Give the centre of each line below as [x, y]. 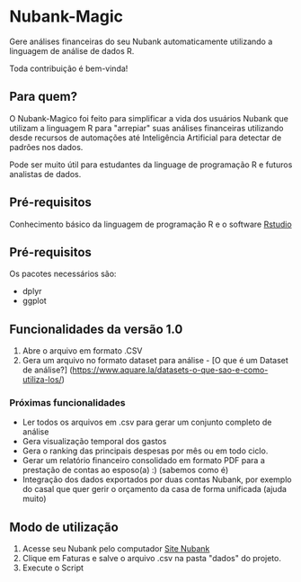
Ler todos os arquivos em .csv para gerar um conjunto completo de [147, 422]
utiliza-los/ [42, 380]
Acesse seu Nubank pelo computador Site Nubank [116, 549]
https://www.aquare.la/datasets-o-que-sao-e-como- [170, 370]
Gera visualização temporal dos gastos [94, 442]
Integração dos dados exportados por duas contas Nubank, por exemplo [157, 479]
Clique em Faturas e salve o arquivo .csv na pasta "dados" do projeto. [151, 559]
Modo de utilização [64, 527]
